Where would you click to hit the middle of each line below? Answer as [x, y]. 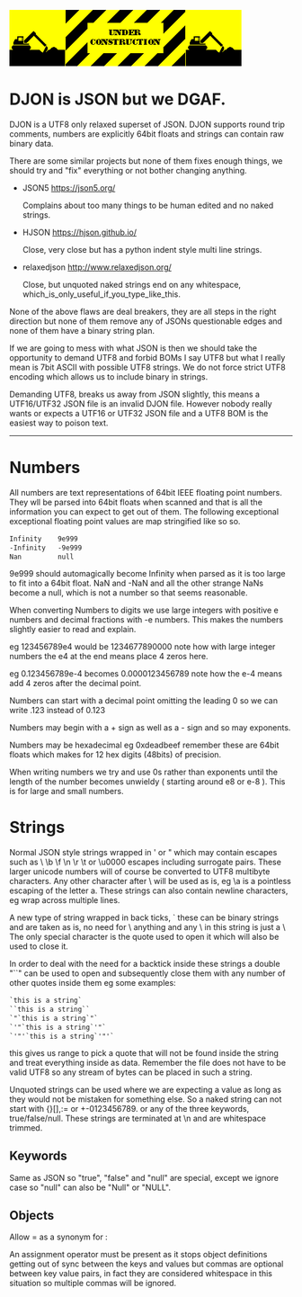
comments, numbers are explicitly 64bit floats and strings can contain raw [147, 134]
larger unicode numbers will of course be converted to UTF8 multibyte [140, 871]
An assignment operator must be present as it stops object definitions [138, 1255]
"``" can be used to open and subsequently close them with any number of [147, 973]
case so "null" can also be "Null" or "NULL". [90, 1187]
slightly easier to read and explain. [73, 629]
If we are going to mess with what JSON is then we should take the [133, 348]
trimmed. [26, 1127]
